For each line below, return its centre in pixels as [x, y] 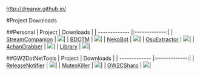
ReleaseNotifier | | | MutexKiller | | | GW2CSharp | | [79, 65]
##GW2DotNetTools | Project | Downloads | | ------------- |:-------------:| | [100, 58]
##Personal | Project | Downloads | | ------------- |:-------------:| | [90, 32]
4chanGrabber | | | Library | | [48, 47]
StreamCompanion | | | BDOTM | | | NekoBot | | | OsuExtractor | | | [101, 39]
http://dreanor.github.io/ [36, 9]
